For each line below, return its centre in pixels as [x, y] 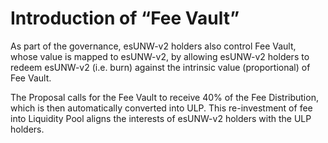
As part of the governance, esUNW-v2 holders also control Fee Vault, [153, 46]
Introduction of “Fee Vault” [125, 18]
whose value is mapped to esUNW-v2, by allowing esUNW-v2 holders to [160, 56]
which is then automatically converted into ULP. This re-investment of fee [161, 108]
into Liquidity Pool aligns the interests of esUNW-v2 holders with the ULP [161, 118]
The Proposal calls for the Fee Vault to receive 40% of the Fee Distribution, [164, 97]
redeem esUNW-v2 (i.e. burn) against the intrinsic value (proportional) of [160, 67]
